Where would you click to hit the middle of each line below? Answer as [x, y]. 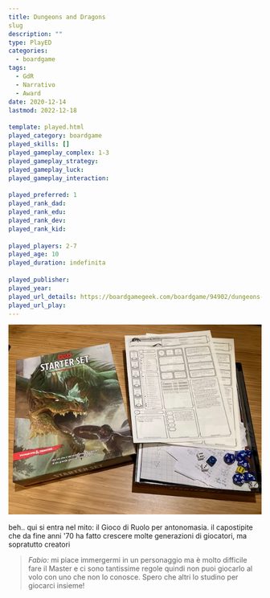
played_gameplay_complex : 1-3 [59, 153]
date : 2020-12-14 [37, 102]
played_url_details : [43, 297]
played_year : [30, 288]
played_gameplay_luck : [46, 170]
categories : [28, 51]
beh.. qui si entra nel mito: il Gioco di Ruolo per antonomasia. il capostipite [131, 527]
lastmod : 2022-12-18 [43, 110]
